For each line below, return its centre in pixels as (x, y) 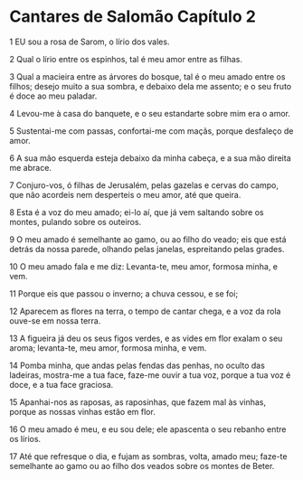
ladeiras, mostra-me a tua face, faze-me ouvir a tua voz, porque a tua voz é (150, 375)
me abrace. (31, 167)
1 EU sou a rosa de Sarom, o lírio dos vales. (90, 42)
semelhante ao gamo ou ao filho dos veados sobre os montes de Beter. (142, 466)
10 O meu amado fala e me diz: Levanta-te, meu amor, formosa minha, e (144, 266)
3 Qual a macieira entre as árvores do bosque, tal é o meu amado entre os (147, 76)
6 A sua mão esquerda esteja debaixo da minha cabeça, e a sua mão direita (150, 158)
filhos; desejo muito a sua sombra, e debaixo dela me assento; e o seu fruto (151, 86)
